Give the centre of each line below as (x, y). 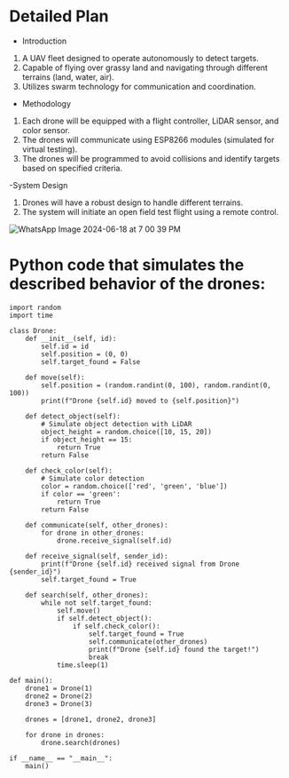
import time (31, 315)
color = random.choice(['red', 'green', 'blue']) (134, 486)
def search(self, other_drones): (87, 595)
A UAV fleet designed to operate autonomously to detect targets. (140, 58)
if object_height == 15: (87, 440)
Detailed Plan (59, 16)
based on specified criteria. (72, 168)
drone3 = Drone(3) (59, 703)
